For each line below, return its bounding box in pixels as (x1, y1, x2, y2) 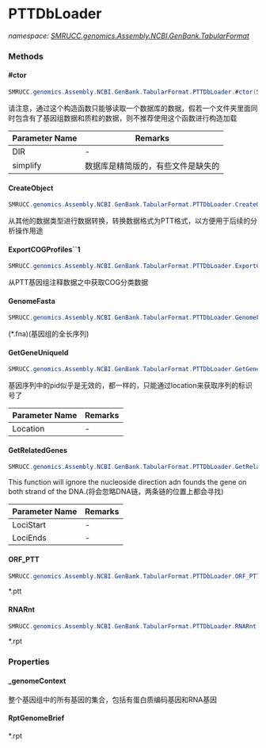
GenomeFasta (8, 296, 55, 305)
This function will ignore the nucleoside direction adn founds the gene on (8, 478, 247, 487)
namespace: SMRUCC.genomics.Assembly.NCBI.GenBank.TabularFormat (8, 31, 249, 40)
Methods (8, 51, 44, 62)
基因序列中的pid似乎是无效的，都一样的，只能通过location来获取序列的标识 (8, 381, 253, 390)
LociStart (12, 520, 46, 531)
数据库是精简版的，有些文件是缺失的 (84, 160, 220, 171)
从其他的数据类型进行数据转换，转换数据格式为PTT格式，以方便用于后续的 (8, 216, 251, 226)
